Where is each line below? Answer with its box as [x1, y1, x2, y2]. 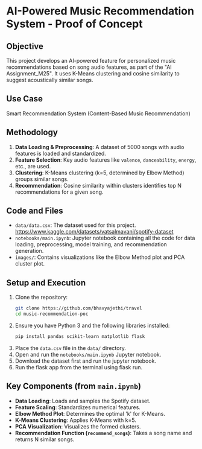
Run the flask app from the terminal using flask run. [14, 363, 143, 371]
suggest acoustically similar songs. [6, 77, 93, 83]
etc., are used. [14, 162, 51, 170]
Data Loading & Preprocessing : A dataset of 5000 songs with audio [14, 143, 185, 150]
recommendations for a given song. [14, 188, 104, 196]
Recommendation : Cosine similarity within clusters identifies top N [14, 182, 182, 189]
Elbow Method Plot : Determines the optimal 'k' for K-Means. [14, 410, 166, 417]
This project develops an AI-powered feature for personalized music [6, 57, 176, 64]
